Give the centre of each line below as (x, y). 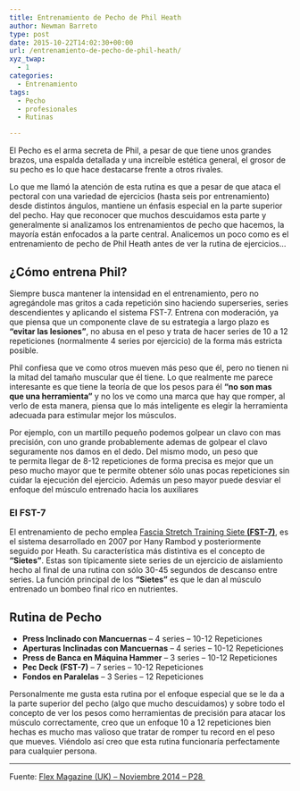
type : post (29, 34)
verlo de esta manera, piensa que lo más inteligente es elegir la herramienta (149, 405)
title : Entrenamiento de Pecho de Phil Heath (95, 17)
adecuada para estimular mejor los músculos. (93, 415)
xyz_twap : (28, 59)
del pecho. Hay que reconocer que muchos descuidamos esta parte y (138, 215)
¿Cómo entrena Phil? (68, 272)
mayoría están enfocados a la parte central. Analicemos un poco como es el (149, 234)
